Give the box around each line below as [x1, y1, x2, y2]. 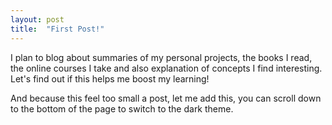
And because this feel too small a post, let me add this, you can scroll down [10, 92, 322, 104]
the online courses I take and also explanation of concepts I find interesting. [10, 62, 323, 74]
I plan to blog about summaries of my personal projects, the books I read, [10, 51, 313, 63]
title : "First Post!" [10, 24, 105, 34]
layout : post [10, 14, 65, 25]
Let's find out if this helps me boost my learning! [10, 72, 210, 85]
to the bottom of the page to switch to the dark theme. [10, 102, 234, 115]
